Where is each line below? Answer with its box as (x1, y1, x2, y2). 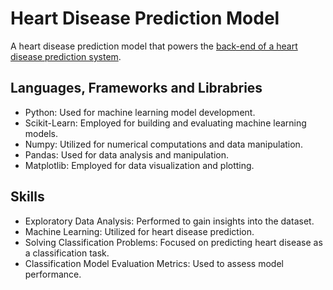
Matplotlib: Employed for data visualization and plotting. (24, 159, 255, 171)
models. (24, 127, 59, 139)
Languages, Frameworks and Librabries (10, 80, 263, 97)
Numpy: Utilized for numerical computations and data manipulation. (24, 138, 303, 150)
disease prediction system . (10, 50, 122, 62)
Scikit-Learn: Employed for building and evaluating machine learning (24, 117, 307, 129)
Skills (10, 188, 45, 206)
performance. (24, 268, 82, 280)
